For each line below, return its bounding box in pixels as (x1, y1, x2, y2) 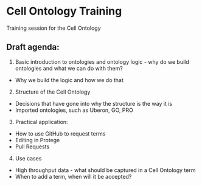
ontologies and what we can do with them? (15, 64, 123, 72)
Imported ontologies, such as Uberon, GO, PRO (15, 106, 134, 114)
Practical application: (15, 118, 68, 125)
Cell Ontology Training (6, 4, 122, 18)
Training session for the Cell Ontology (6, 24, 102, 32)
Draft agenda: (6, 42, 60, 52)
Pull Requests (15, 143, 50, 150)
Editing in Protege (15, 136, 60, 143)
